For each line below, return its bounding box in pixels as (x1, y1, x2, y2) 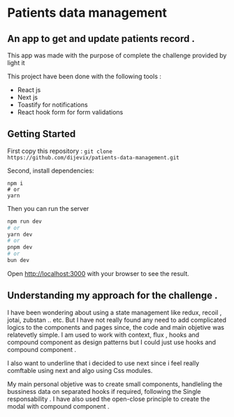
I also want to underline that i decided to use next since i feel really (7, 358, 200, 367)
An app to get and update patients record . (7, 33, 196, 45)
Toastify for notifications (17, 101, 89, 109)
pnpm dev (7, 244, 33, 251)
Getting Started (7, 128, 76, 140)
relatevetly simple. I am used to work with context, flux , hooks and (7, 330, 200, 339)
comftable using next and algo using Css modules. (7, 366, 153, 374)
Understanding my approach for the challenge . (7, 290, 218, 302)
